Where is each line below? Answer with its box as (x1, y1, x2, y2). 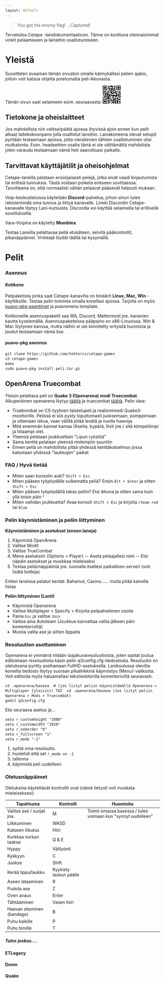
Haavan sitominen (7, 906, 44, 912)
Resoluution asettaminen (5, 641, 66, 648)
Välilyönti (52, 846, 71, 852)
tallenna (12, 756, 28, 762)
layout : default (5, 8, 38, 13)
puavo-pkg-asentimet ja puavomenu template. (5, 303, 99, 309)
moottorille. (12, 412, 36, 419)
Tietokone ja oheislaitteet (5, 113, 84, 121)
